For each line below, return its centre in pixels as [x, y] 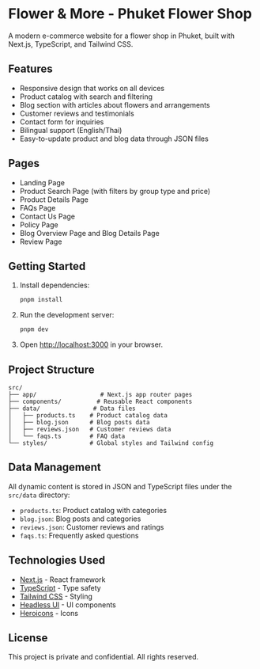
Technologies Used [57, 560]
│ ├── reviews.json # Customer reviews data [90, 429]
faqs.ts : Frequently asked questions [79, 535]
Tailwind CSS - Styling [56, 596]
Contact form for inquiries [62, 122]
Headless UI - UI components [68, 604]
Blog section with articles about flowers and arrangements [115, 105]
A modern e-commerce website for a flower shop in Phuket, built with [122, 36]
